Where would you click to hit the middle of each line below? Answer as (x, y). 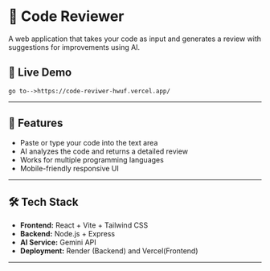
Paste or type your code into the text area (89, 142)
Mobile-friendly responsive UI (69, 168)
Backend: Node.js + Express (67, 234)
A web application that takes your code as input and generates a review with (135, 39)
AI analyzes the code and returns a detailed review (104, 151)
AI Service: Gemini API (58, 242)
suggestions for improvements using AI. (74, 47)
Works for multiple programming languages (92, 159)
